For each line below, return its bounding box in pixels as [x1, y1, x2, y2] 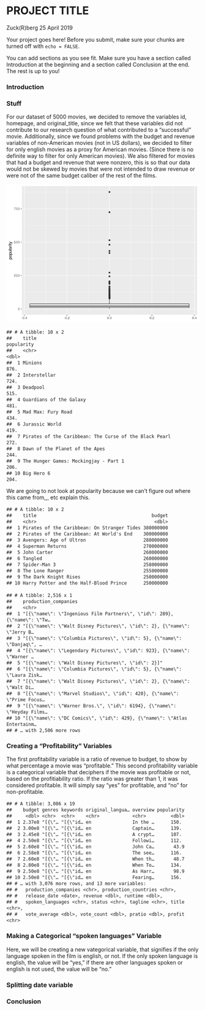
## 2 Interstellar [6, 372, 56, 378]
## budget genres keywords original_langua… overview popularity [6, 807, 185, 814]
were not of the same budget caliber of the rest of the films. [6, 172, 157, 179]
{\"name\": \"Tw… [6, 617, 51, 623]
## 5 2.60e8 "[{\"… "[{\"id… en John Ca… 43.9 [6, 844, 185, 850]
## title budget [6, 513, 168, 519]
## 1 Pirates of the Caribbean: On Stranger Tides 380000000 [6, 525, 168, 531]
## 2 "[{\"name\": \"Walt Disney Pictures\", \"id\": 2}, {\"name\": [6, 623, 190, 629]
